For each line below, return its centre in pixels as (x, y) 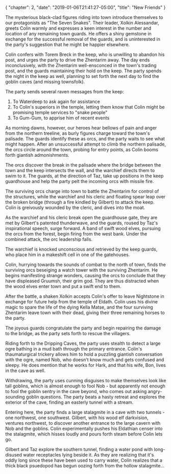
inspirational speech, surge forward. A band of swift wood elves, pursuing (83, 228)
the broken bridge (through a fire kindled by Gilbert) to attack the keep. (80, 202)
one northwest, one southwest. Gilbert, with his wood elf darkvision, (77, 418)
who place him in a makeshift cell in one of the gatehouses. (68, 255)
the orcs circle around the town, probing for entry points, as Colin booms (82, 150)
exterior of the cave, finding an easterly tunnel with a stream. (69, 402)
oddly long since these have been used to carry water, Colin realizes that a (84, 460)
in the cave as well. (26, 370)
